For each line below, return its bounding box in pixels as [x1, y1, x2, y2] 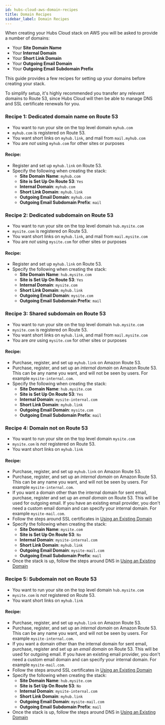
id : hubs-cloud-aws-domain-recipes [5, 7, 78, 12]
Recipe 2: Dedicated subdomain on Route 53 [5, 211, 114, 218]
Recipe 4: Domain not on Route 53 [5, 424, 88, 431]
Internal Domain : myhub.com [19, 184, 75, 190]
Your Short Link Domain [12, 55, 62, 61]
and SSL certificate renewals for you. [5, 101, 80, 107]
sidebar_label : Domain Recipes [5, 16, 69, 21]
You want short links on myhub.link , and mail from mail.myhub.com [12, 135, 146, 141]
